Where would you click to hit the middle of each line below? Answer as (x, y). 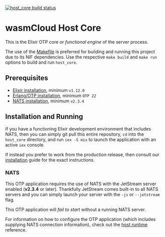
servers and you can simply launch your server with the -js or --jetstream (82, 194)
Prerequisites (27, 78)
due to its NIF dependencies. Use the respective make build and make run (81, 57)
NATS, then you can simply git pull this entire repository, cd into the (75, 134)
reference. (16, 230)
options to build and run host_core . (41, 62)
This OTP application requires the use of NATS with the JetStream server (81, 184)
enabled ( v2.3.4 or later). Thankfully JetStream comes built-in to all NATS (82, 189)
